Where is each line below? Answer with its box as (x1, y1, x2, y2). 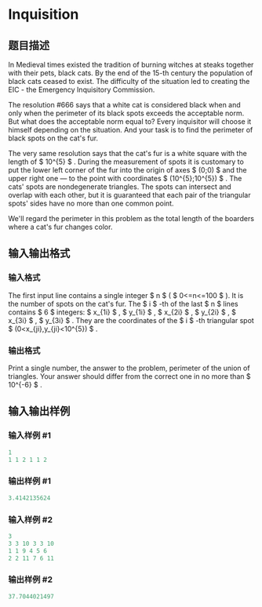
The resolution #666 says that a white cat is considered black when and (8, 100, 241, 109)
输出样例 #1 (8, 476, 51, 487)
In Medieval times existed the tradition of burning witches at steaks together (8, 60, 254, 69)
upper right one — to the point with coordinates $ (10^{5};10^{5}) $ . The (8, 174, 242, 183)
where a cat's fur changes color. (8, 222, 113, 231)
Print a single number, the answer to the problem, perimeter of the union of (8, 363, 250, 373)
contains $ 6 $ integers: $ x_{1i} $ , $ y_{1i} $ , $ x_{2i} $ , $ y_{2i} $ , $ (8, 307, 237, 317)
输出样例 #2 (8, 574, 53, 585)
